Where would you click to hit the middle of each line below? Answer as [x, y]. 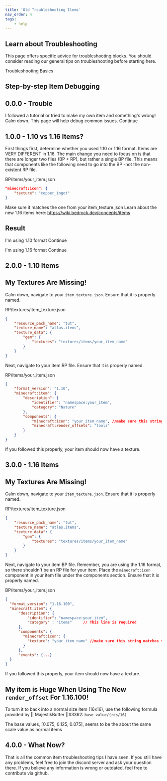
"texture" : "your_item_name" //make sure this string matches [93, 641]
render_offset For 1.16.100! [47, 697]
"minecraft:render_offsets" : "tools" [71, 426]
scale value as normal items [34, 729]
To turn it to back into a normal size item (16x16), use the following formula [81, 709]
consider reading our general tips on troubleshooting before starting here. [81, 61]
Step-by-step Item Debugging [53, 87]
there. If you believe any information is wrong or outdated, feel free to [76, 768]
